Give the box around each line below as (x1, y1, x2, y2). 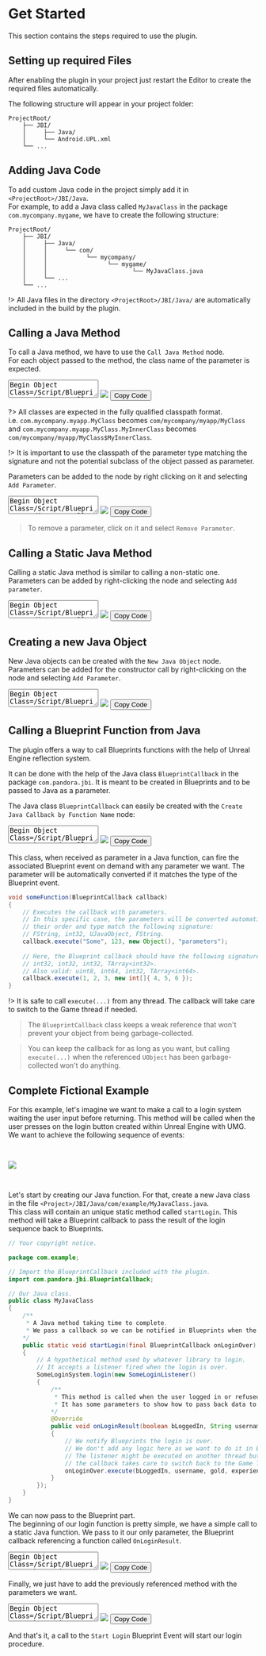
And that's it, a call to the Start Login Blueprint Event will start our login (8, 1631, 242, 1640)
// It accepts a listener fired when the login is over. (36, 1363, 228, 1372)
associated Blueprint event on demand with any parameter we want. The (8, 861, 245, 870)
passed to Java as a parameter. (8, 785, 111, 795)
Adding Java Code (8, 164, 101, 177)
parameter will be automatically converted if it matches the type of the (8, 869, 237, 879)
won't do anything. (59, 1061, 121, 1070)
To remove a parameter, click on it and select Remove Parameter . (27, 523, 236, 533)
